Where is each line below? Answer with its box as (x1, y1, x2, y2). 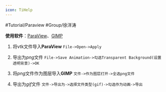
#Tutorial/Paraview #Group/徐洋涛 (5, 22, 77, 28)
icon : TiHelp (5, 7, 33, 13)
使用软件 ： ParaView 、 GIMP (5, 32, 63, 38)
